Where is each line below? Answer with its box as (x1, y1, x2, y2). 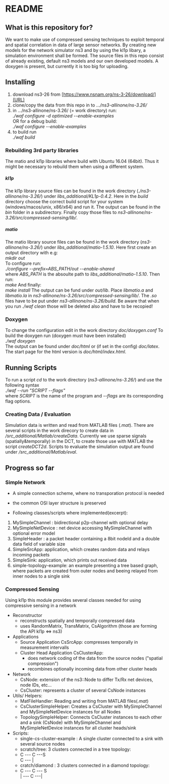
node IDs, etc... (20, 682, 52, 688)
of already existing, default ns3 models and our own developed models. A (5, 58, 159, 64)
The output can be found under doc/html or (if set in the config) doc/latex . (5, 344, 160, 350)
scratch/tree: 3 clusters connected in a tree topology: (20, 746, 131, 752)
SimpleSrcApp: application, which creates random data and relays (12, 546, 150, 552)
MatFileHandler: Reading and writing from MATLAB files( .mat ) (20, 698, 149, 704)
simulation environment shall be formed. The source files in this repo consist (5, 52, 164, 59)
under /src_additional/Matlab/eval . (5, 449, 78, 455)
